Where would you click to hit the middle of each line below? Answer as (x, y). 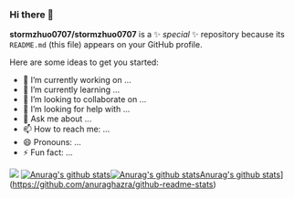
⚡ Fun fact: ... (47, 152)
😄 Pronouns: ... (52, 142)
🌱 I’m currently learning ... (71, 89)
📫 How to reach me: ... (66, 129)
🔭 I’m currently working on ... (77, 80)
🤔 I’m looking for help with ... (76, 110)
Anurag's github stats (240, 175)
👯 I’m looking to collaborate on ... (84, 99)
